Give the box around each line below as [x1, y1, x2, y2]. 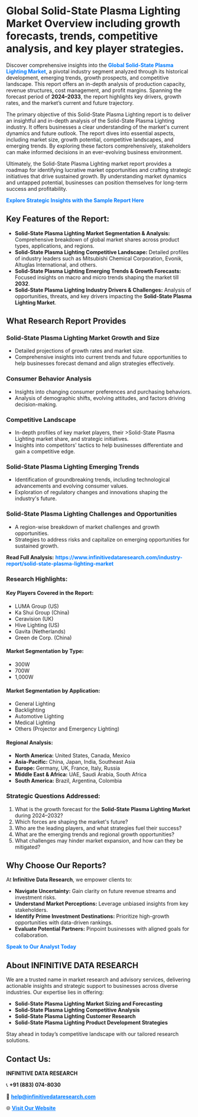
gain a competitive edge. [14, 448, 76, 455]
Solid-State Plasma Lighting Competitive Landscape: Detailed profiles [14, 248, 189, 255]
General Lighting [14, 700, 56, 708]
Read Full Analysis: [6, 553, 54, 561]
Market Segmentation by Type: [6, 648, 84, 655]
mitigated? [14, 843, 41, 850]
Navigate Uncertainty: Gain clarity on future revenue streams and [14, 888, 176, 895]
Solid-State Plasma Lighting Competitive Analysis [14, 1006, 140, 1014]
